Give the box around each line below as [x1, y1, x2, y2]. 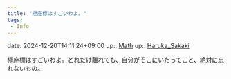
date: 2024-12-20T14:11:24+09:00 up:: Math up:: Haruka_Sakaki [7, 42, 190, 50]
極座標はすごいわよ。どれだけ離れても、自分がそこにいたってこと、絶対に [7, 56, 219, 64]
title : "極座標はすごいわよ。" [7, 10, 87, 17]
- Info [10, 23, 30, 30]
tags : [7, 16, 23, 23]
